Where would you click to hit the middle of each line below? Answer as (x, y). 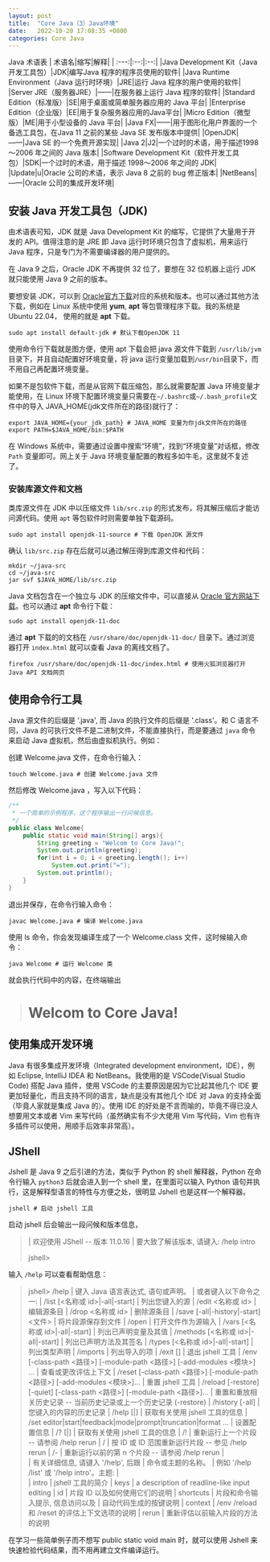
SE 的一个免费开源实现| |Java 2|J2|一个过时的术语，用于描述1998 (150, 143)
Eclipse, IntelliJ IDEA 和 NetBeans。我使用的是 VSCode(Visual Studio (131, 1075)
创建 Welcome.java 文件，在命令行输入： (76, 758)
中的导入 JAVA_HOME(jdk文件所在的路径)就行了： (98, 407)
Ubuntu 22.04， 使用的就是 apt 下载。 (72, 316)
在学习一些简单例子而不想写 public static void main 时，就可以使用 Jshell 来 (133, 1540)
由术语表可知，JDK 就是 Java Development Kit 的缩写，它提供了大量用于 (129, 232)
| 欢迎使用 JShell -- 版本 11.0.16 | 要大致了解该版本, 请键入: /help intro (141, 1242)
